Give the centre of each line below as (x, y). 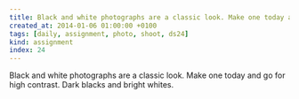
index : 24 (28, 50)
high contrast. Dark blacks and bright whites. (92, 85)
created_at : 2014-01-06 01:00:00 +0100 (83, 26)
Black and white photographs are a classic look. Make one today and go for (147, 75)
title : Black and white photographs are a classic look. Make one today (147, 17)
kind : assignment (41, 42)
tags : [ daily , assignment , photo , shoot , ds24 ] (99, 34)
